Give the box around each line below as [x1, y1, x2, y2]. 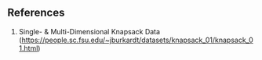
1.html [18, 43, 38, 53]
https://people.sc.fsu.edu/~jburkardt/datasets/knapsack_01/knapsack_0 [21, 35, 254, 44]
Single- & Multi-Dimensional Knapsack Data [18, 26, 161, 36]
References [7, 6, 65, 19]
